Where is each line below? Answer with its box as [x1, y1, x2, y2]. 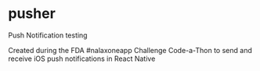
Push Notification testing [8, 30, 88, 40]
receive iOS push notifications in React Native [8, 54, 156, 63]
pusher [8, 5, 56, 23]
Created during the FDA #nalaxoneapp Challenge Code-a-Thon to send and [8, 45, 252, 55]
